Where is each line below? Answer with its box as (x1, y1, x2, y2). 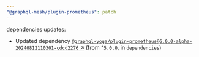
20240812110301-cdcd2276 (15, 45, 79, 51)
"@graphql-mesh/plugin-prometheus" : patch (6, 8, 116, 15)
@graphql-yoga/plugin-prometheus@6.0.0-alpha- (71, 38, 193, 44)
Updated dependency (15, 37, 70, 44)
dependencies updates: (6, 25, 66, 33)
